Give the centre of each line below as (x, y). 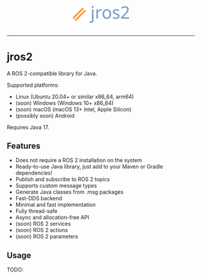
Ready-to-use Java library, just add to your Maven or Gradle (89, 167)
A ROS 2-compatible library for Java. (52, 73)
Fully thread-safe (36, 211)
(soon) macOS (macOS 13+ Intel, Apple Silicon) (73, 109)
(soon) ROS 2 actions (41, 230)
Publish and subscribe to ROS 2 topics (62, 179)
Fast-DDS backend (38, 198)
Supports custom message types (56, 186)
